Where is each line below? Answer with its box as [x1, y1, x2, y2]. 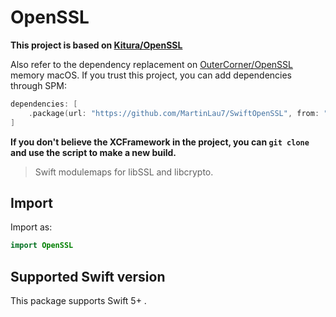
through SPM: [10, 79, 67, 91]
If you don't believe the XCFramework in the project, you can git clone [10, 136, 310, 148]
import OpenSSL [10, 241, 74, 251]
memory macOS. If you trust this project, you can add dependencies [10, 69, 293, 81]
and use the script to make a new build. [10, 146, 177, 158]
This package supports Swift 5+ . [10, 295, 147, 307]
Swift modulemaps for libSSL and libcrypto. [34, 166, 214, 178]
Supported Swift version [10, 268, 166, 285]
